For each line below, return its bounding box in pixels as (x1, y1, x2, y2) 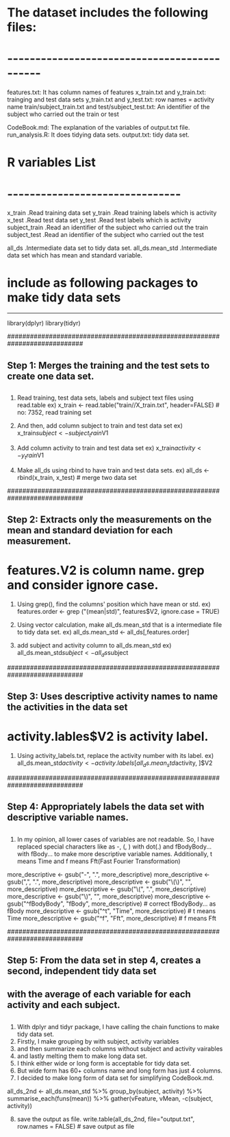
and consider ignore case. (7, 577, 159, 593)
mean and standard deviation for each (7, 524, 173, 536)
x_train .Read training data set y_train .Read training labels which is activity (7, 209, 217, 217)
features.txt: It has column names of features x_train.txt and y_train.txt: (7, 88, 207, 97)
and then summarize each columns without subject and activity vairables (16, 1044, 223, 1053)
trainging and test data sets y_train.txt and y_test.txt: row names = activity (7, 95, 214, 104)
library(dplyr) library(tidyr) (7, 319, 81, 328)
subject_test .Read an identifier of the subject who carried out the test (7, 231, 204, 239)
